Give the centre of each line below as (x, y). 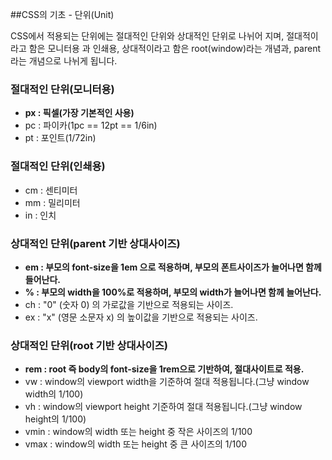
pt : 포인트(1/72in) (60, 138)
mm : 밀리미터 (52, 202)
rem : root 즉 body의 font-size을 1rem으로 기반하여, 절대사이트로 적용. (164, 369)
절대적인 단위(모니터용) (62, 89)
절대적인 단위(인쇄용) (58, 166)
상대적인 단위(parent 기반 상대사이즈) (95, 243)
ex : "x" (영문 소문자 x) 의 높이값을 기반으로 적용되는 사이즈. (141, 317)
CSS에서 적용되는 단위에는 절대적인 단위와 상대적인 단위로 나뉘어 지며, (147, 36)
